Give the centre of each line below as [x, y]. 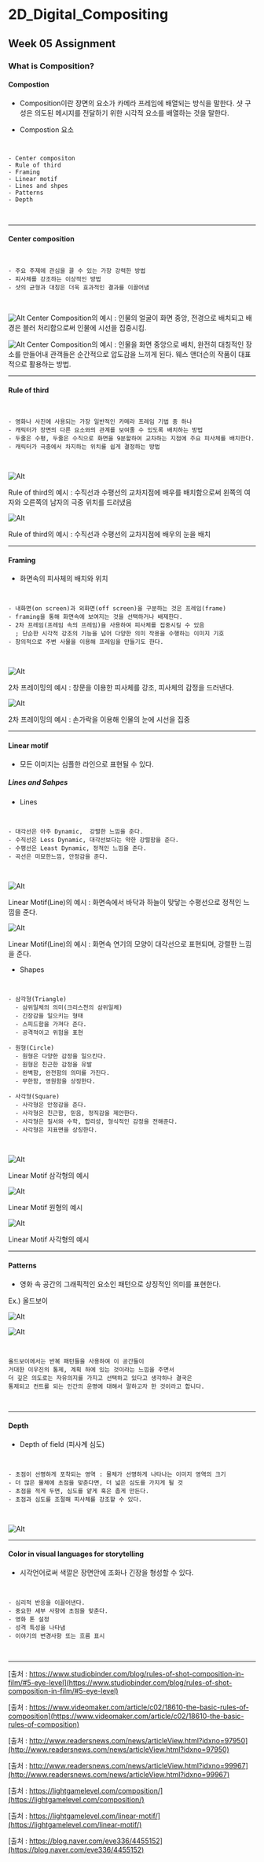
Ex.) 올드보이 [28, 1301]
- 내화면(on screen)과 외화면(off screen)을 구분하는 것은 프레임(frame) [117, 609]
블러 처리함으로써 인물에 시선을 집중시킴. [84, 327]
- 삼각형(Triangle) [37, 999]
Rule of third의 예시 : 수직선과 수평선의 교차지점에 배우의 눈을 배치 [109, 534]
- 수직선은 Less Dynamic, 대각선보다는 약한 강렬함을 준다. [93, 840]
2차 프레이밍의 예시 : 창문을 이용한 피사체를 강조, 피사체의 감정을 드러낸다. [121, 688]
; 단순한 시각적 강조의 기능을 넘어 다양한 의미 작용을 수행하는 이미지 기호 [120, 634]
